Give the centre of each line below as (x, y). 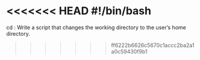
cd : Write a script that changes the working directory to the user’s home (96, 27)
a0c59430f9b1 (129, 51)
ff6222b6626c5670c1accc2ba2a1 (153, 45)
